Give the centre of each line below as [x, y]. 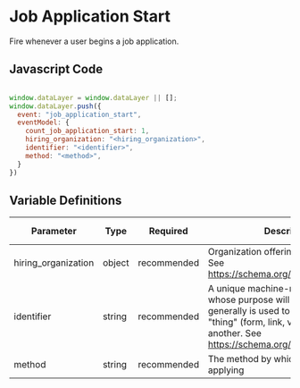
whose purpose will [249, 299]
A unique [226, 289]
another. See [234, 333]
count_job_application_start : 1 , [87, 131]
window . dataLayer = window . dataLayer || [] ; [93, 97]
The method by [240, 359]
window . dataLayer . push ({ [55, 106]
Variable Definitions [66, 200]
